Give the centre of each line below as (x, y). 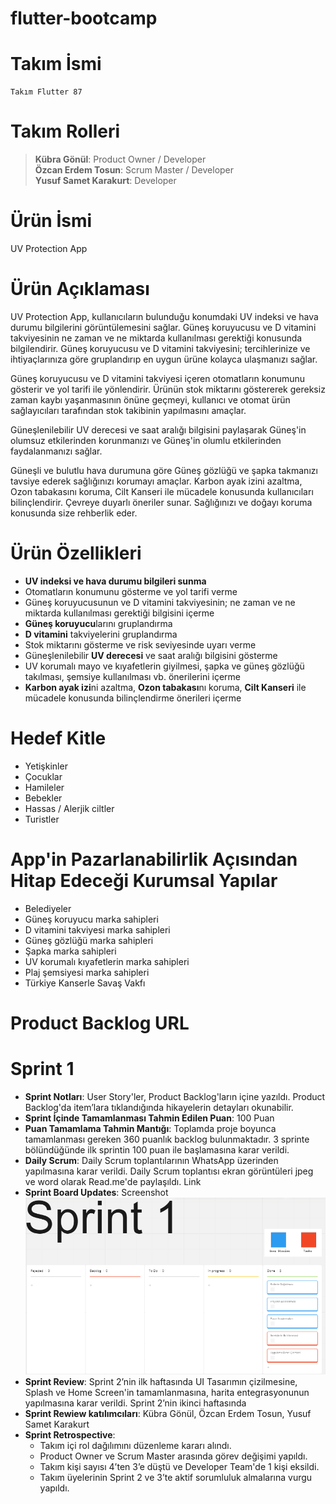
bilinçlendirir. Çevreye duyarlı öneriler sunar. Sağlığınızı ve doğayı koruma (161, 502)
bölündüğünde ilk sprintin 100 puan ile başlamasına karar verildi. (157, 1149)
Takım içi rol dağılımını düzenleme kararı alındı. (135, 1446)
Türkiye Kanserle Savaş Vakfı (85, 983)
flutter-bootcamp (84, 18)
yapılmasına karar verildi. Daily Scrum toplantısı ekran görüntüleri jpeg (169, 1171)
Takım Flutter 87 (46, 92)
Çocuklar (43, 776)
